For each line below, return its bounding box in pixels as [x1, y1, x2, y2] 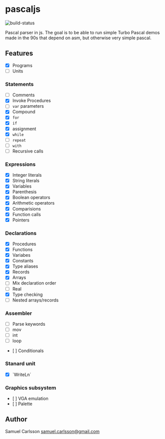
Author [5, 415, 27, 424]
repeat [12, 138, 26, 143]
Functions [12, 247, 33, 253]
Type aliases [12, 263, 38, 269]
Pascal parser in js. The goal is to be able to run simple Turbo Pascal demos [5, 29, 160, 35]
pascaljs [5, 3, 41, 15]
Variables [12, 183, 32, 189]
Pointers [12, 217, 30, 223]
